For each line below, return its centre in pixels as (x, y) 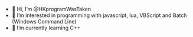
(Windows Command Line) (44, 21)
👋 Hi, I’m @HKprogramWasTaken (51, 9)
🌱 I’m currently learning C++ (46, 28)
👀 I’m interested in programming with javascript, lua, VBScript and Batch (99, 15)
